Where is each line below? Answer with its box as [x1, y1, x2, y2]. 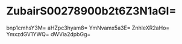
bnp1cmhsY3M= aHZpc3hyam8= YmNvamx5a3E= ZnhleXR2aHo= [6, 24, 170, 31]
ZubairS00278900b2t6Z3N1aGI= [6, 4, 177, 18]
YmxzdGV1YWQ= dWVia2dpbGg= [6, 30, 91, 37]
